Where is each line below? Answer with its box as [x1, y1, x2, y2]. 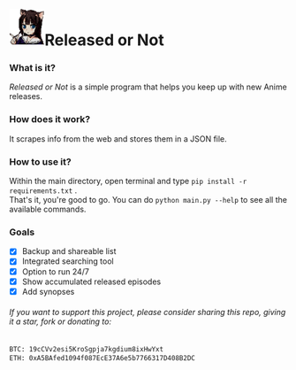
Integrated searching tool [21, 256, 114, 266]
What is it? [9, 62, 56, 74]
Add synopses [21, 286, 75, 297]
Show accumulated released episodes [21, 276, 162, 287]
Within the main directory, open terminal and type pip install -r [9, 176, 247, 187]
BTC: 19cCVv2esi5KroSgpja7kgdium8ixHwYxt [9, 344, 164, 353]
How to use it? [9, 155, 72, 167]
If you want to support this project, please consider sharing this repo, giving [9, 307, 286, 318]
